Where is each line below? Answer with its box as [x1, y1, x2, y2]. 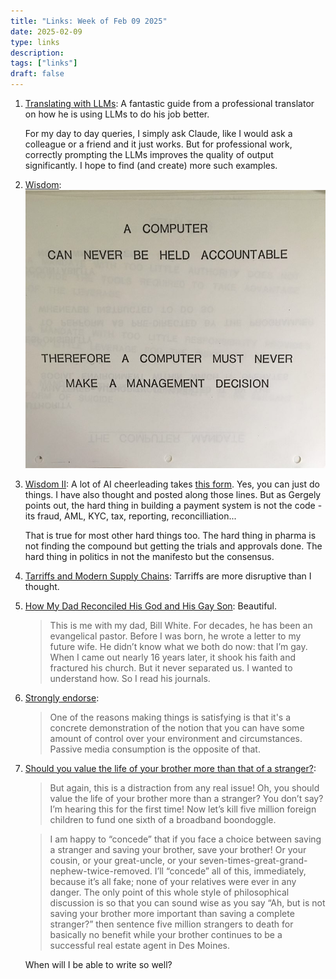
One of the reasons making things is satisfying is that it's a [49, 711, 292, 723]
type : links [10, 37, 60, 47]
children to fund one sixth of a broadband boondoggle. [49, 813, 277, 825]
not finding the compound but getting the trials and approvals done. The [24, 540, 323, 552]
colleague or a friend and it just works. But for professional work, [24, 138, 293, 150]
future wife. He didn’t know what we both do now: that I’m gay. [49, 640, 308, 652]
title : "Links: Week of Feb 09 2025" [10, 16, 168, 26]
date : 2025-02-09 [10, 26, 83, 37]
